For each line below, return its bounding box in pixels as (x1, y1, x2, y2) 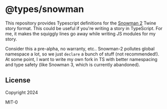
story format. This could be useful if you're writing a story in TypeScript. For (5, 25, 162, 31)
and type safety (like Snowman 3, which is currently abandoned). (5, 61, 140, 67)
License (5, 76, 31, 84)
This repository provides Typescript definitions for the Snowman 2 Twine (5, 20, 156, 26)
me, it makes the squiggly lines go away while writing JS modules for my (5, 30, 156, 36)
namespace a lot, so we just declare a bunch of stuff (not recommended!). (5, 51, 159, 57)
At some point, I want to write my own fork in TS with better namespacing (5, 56, 157, 62)
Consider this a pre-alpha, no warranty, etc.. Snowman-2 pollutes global (5, 45, 155, 51)
